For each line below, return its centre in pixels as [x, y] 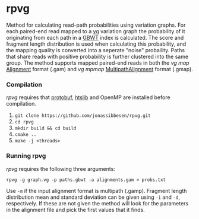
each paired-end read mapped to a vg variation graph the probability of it [96, 31]
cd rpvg [24, 122]
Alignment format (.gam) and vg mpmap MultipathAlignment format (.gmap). [99, 69]
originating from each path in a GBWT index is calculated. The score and [95, 37]
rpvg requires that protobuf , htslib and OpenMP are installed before [88, 97]
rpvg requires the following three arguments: [61, 169]
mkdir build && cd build [45, 128]
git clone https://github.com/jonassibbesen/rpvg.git [83, 116]
